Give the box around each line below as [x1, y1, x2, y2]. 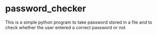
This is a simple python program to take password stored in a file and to [5, 19, 153, 25]
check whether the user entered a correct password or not [5, 24, 126, 30]
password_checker [5, 3, 86, 14]
